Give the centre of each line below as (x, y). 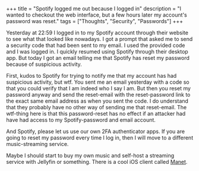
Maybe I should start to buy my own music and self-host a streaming (90, 156)
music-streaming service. (37, 144)
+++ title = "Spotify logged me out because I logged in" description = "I (94, 9)
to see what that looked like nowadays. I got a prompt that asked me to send (99, 39)
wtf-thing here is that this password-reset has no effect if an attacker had (96, 113)
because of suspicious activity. (44, 64)
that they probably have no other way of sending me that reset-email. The (97, 107)
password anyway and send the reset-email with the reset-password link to (98, 95)
